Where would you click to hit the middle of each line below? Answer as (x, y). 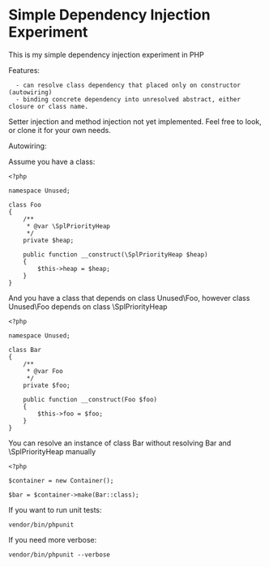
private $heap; (49, 240)
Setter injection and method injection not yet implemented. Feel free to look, (135, 121)
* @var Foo (45, 371)
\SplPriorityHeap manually (52, 451)
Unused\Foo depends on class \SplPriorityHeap (88, 307)
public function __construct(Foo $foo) (90, 399)
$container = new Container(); (61, 480)
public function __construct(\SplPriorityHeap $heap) (115, 254)
